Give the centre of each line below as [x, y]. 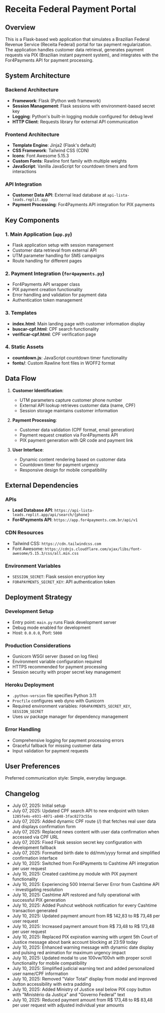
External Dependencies [42, 485]
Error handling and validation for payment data [59, 295]
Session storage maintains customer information [69, 410]
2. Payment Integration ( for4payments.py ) [55, 273]
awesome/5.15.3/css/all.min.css [45, 553]
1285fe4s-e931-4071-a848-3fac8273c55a [52, 817]
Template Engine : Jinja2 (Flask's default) [54, 145]
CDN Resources [24, 532]
